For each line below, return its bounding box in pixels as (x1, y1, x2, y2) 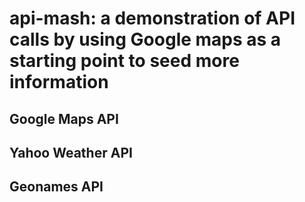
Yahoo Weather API (9, 144, 133, 161)
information (9, 71, 109, 94)
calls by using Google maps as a (9, 28, 282, 51)
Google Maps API (9, 110, 119, 127)
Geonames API (9, 178, 104, 196)
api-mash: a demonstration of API (9, 7, 296, 30)
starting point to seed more (9, 50, 240, 72)
